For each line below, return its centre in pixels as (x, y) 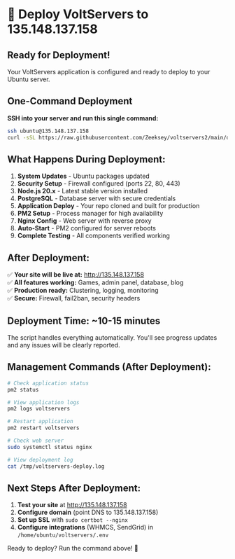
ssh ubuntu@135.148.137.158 (48, 131)
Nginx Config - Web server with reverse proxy (84, 221)
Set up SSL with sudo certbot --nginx (72, 520)
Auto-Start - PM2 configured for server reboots (86, 228)
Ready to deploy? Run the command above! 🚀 (73, 548)
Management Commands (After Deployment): (109, 367)
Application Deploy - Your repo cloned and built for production (108, 206)
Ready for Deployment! (59, 55)
